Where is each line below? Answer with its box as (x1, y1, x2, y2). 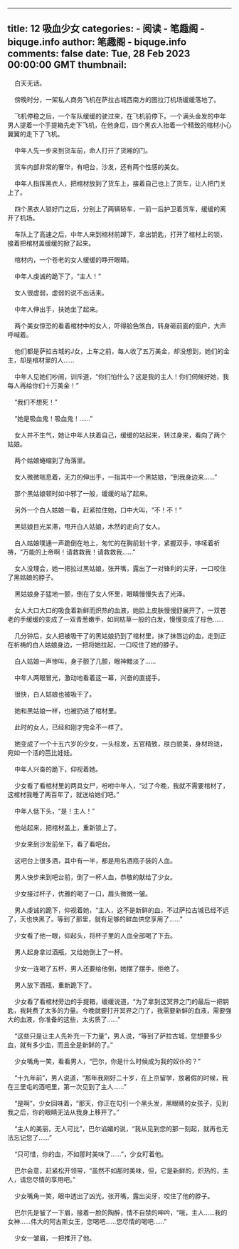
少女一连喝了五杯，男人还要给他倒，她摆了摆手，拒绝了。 (14, 964, 183, 973)
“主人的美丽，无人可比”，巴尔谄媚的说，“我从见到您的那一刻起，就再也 (14, 1124, 223, 1133)
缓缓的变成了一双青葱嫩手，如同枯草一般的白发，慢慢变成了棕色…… (26, 615, 224, 623)
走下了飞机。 (26, 129, 64, 138)
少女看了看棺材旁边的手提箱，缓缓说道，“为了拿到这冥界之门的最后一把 (14, 997, 223, 1006)
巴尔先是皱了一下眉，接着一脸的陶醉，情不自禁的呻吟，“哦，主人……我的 (14, 1208, 228, 1217)
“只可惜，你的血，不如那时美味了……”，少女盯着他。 (14, 1150, 168, 1158)
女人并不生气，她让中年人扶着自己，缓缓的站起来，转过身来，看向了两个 (14, 430, 226, 439)
